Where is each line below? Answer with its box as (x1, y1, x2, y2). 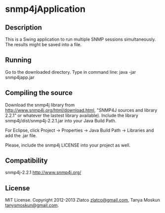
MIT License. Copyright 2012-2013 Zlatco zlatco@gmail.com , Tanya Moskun (5, 197, 161, 203)
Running (5, 56, 32, 64)
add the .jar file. (5, 132, 37, 138)
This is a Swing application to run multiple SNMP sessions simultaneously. (5, 36, 156, 42)
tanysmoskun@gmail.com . (5, 202, 59, 209)
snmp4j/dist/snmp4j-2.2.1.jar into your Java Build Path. (5, 117, 117, 123)
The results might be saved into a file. (5, 42, 82, 48)
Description (5, 23, 42, 32)
